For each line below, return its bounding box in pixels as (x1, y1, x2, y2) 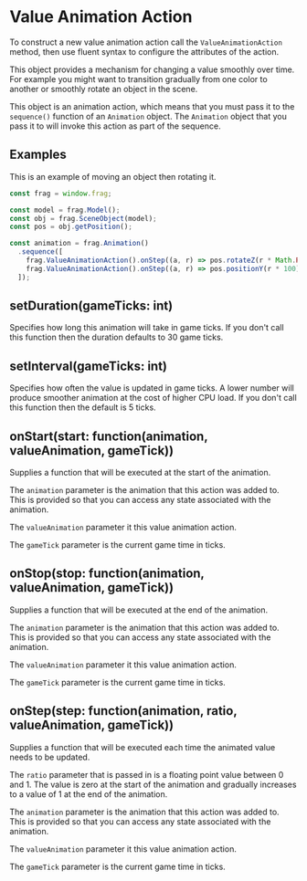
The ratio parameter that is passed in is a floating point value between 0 (9, 769, 284, 780)
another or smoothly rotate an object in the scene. (9, 83, 198, 94)
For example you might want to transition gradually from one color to (9, 73, 268, 84)
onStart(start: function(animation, (9, 428, 208, 444)
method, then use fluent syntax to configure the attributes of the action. (9, 46, 280, 57)
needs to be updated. (9, 751, 90, 762)
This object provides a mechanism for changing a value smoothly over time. (9, 64, 295, 75)
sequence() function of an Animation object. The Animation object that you (9, 110, 288, 121)
